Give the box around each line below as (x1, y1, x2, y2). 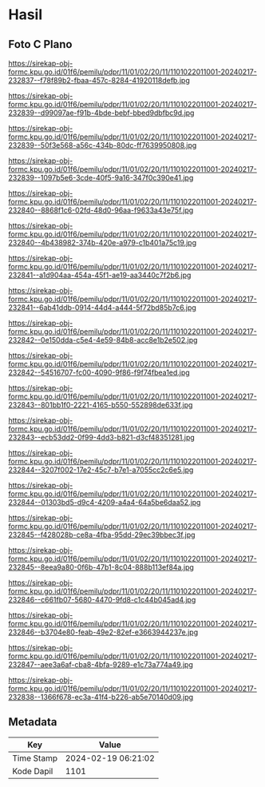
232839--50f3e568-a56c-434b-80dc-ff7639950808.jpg (8, 141, 197, 149)
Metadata (8, 715, 57, 729)
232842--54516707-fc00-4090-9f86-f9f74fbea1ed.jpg (8, 368, 190, 377)
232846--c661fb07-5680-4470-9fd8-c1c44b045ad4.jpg (8, 595, 196, 604)
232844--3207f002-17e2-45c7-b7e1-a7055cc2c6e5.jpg (8, 465, 194, 475)
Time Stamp (12, 753, 58, 764)
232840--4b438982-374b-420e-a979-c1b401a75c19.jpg (8, 238, 197, 247)
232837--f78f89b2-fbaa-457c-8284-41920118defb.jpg (8, 76, 190, 85)
